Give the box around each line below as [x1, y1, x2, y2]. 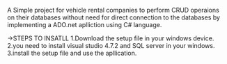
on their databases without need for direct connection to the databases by [7, 13, 221, 22]
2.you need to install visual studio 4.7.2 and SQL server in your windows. [7, 42, 215, 49]
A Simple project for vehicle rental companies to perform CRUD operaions [7, 6, 219, 14]
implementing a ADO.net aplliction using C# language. [7, 21, 162, 29]
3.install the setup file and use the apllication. [7, 49, 137, 57]
